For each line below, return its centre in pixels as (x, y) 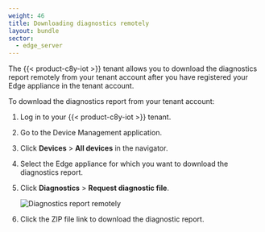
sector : (21, 38)
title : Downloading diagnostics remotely (79, 23)
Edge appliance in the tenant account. (71, 86)
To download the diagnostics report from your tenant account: (112, 101)
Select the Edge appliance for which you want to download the (124, 164)
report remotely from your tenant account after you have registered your (128, 77)
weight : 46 (27, 16)
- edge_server (39, 46)
